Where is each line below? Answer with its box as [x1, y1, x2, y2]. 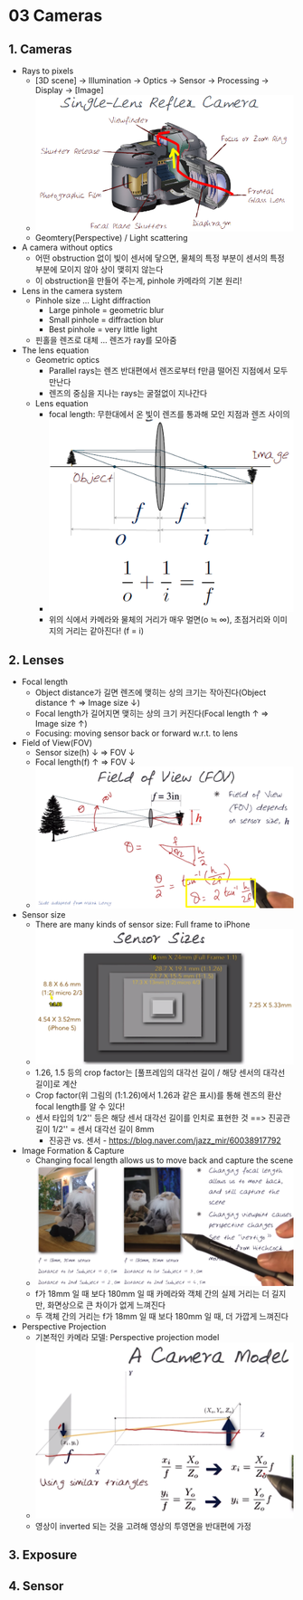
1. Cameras [8, 42, 73, 57]
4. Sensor [8, 1578, 64, 1594]
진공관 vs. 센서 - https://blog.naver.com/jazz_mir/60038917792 [48, 1135, 281, 1146]
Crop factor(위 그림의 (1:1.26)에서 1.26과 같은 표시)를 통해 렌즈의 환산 [34, 1090, 282, 1100]
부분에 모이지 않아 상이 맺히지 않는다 [34, 264, 164, 275]
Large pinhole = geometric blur [48, 305, 165, 316]
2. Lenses [8, 652, 65, 668]
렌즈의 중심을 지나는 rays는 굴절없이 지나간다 [48, 388, 208, 399]
